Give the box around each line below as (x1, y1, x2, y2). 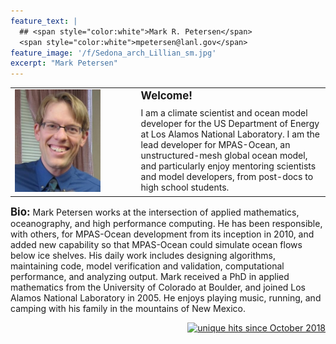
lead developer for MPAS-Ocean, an (140, 138, 291, 150)
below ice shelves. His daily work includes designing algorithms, (10, 249, 276, 261)
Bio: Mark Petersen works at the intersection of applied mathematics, (10, 205, 300, 219)
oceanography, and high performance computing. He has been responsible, (10, 217, 323, 229)
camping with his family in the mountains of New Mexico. (10, 302, 246, 314)
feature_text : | (10, 16, 78, 26)
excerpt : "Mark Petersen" (10, 58, 118, 69)
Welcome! (140, 89, 193, 103)
